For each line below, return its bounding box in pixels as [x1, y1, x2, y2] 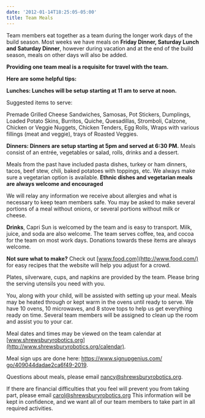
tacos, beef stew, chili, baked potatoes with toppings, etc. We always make [6, 167, 196, 174]
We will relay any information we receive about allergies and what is [6, 192, 177, 199]
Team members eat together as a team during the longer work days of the [6, 31, 193, 39]
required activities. [6, 404, 53, 412]
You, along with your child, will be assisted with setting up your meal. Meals [6, 292, 197, 299]
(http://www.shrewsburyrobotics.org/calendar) [6, 343, 124, 350]
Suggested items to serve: [6, 99, 73, 106]
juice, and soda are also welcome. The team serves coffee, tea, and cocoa [6, 230, 194, 237]
